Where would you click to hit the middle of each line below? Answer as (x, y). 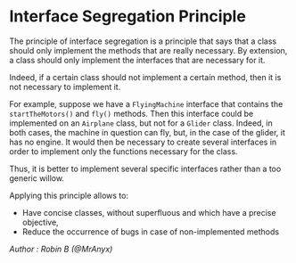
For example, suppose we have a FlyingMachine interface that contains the (146, 103)
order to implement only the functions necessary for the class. (123, 151)
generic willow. (37, 178)
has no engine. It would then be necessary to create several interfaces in (143, 142)
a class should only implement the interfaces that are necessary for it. (137, 60)
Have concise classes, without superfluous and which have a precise (149, 212)
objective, (41, 222)
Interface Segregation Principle (128, 16)
